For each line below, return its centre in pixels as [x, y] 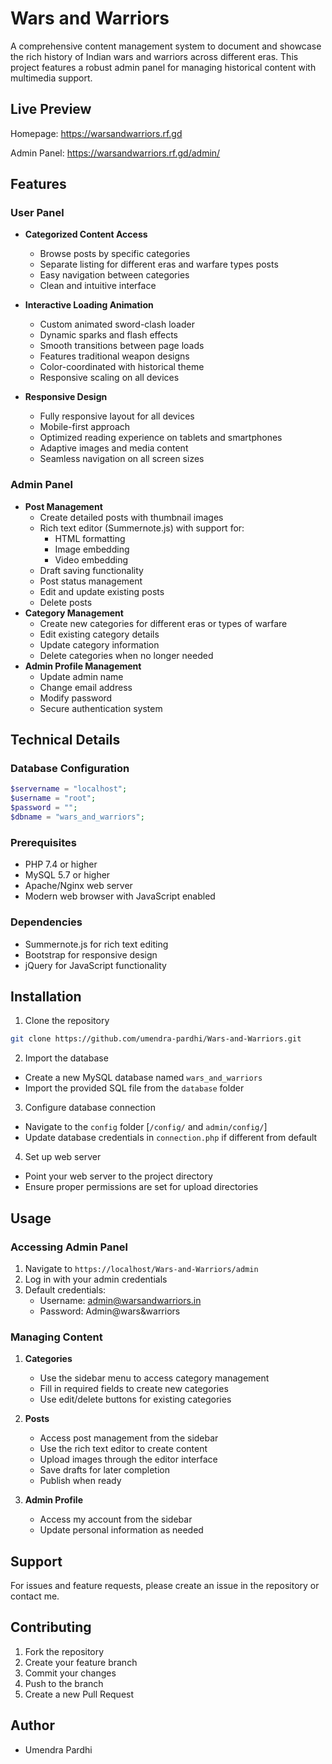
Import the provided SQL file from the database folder [134, 1088]
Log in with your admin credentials [96, 1279]
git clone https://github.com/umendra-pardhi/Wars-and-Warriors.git [156, 1039]
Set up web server [63, 1157]
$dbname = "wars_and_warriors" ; [77, 817]
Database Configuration [70, 769]
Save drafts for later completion [104, 1470]
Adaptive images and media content [114, 448]
